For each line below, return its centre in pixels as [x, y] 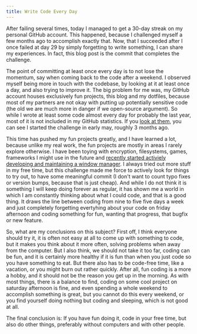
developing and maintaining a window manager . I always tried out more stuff [98, 164]
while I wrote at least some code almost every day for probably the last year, [98, 115]
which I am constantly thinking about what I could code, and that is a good [96, 195]
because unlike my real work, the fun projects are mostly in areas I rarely [94, 145]
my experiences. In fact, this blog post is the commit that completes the [93, 53]
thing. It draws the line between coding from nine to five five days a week [95, 201]
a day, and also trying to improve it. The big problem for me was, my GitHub [98, 90]
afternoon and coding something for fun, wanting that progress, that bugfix [97, 214]
